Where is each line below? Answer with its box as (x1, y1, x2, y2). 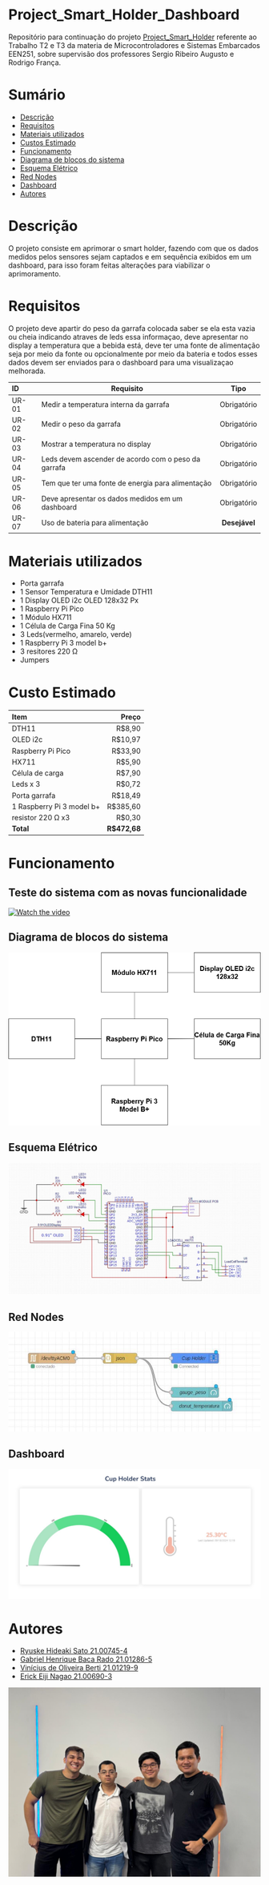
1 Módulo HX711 (19, 613, 72, 622)
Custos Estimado (19, 138, 76, 147)
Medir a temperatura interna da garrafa (41, 400, 170, 409)
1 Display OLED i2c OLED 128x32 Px (19, 595, 139, 606)
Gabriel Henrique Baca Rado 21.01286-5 (19, 1654, 153, 1664)
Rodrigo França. (8, 58, 62, 67)
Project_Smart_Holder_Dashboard (8, 6, 240, 24)
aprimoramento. (8, 268, 62, 278)
